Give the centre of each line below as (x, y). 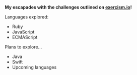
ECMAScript (25, 37)
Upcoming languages (34, 67)
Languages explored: (27, 17)
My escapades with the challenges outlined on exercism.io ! (68, 7)
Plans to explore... (23, 47)
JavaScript (23, 32)
